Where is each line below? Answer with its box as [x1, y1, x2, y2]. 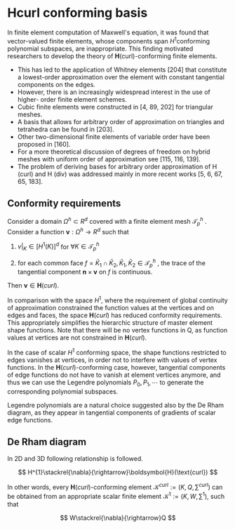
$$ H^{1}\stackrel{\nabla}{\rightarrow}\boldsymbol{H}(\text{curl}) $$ [18, 468, 218, 476]
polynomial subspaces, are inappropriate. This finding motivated [7, 44, 194, 53]
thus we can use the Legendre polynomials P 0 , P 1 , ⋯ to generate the [7, 377, 205, 388]
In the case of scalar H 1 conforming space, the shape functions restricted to [7, 347, 227, 356]
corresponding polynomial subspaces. [7, 387, 119, 396]
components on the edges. [17, 80, 96, 88]
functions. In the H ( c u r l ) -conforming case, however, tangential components [7, 363, 226, 371]
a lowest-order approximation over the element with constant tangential [17, 72, 224, 81]
